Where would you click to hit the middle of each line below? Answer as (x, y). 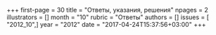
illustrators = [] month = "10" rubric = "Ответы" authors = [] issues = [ (108, 17)
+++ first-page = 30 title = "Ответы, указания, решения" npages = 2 (107, 10)
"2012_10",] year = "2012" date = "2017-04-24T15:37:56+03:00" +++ (106, 24)
